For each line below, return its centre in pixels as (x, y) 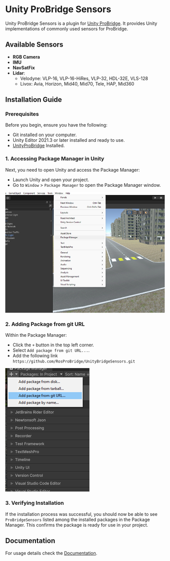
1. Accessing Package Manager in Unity (55, 159)
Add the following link (35, 356)
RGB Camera (26, 57)
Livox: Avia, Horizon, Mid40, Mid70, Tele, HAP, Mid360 (77, 84)
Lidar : (19, 73)
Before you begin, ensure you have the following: (56, 125)
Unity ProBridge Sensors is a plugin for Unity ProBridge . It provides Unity (81, 23)
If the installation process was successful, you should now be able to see (81, 514)
